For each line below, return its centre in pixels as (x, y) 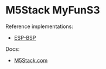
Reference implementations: (40, 26)
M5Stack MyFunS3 (53, 10)
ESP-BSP (25, 37)
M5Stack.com (31, 60)
